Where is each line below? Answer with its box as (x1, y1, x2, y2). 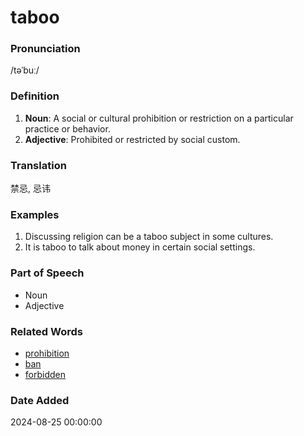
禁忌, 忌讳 (10, 182, 51, 195)
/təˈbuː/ (10, 64, 40, 76)
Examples (10, 208, 60, 221)
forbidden (24, 368, 66, 380)
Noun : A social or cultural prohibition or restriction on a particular (24, 112, 294, 124)
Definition (10, 89, 60, 103)
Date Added (10, 393, 70, 407)
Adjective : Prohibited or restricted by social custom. (24, 133, 241, 145)
